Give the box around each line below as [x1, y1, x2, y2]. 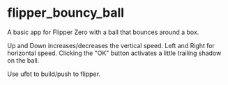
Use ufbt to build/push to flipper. [7, 70, 101, 78]
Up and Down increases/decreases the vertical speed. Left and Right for [7, 41, 215, 49]
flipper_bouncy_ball [7, 5, 124, 21]
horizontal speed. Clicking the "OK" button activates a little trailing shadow [7, 49, 222, 57]
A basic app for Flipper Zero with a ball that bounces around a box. [7, 28, 199, 36]
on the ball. [7, 56, 40, 64]
